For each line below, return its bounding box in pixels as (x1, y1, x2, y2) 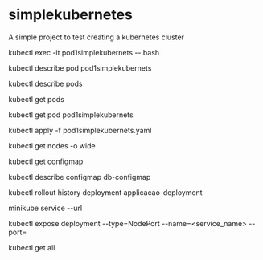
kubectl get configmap (8, 156, 84, 166)
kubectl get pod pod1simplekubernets (8, 110, 134, 120)
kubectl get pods (8, 94, 64, 104)
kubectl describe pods (8, 79, 83, 88)
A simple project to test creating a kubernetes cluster (8, 32, 185, 42)
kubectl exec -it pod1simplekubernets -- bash (8, 47, 160, 57)
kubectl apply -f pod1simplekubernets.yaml (8, 125, 152, 135)
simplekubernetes (8, 6, 133, 24)
